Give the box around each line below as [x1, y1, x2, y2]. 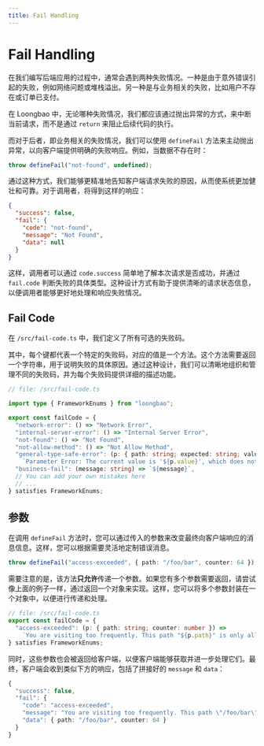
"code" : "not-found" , [22, 224, 93, 232]
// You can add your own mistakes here [15, 473, 146, 481]
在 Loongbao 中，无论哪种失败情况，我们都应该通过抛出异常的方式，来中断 [8, 109, 251, 118]
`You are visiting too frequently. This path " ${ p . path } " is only [22, 631, 244, 639]
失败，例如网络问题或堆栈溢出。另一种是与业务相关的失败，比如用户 [21, 82, 242, 91]
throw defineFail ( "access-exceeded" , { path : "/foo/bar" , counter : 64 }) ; [8, 559, 258, 567]
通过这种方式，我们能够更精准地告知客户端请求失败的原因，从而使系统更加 [8, 176, 249, 186]
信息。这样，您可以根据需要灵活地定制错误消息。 [14, 543, 174, 552]
